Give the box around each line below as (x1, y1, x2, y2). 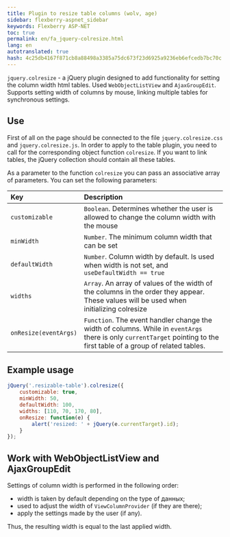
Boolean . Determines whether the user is (84, 204, 214, 213)
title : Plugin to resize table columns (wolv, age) (7, 10, 157, 17)
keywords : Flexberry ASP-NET (7, 23, 90, 29)
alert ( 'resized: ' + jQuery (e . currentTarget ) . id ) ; (31, 420, 179, 427)
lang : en (7, 42, 32, 49)
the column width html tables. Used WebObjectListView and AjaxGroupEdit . (7, 80, 217, 89)
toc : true (7, 29, 36, 36)
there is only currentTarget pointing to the (84, 332, 219, 342)
